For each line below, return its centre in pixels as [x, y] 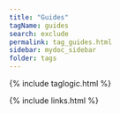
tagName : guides [39, 26]
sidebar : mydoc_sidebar [53, 50]
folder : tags [33, 58]
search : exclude [39, 34]
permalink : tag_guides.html [61, 42]
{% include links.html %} [54, 101]
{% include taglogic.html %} [60, 83]
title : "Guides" [39, 17]
